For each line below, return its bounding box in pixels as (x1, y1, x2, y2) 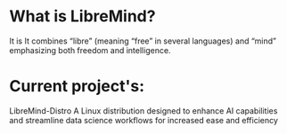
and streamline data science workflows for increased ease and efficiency (9, 114, 279, 125)
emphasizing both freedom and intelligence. (9, 44, 171, 55)
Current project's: (9, 76, 145, 97)
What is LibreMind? (9, 6, 156, 27)
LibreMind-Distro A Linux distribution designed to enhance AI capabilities (9, 105, 278, 116)
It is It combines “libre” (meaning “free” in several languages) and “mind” (9, 35, 277, 46)
